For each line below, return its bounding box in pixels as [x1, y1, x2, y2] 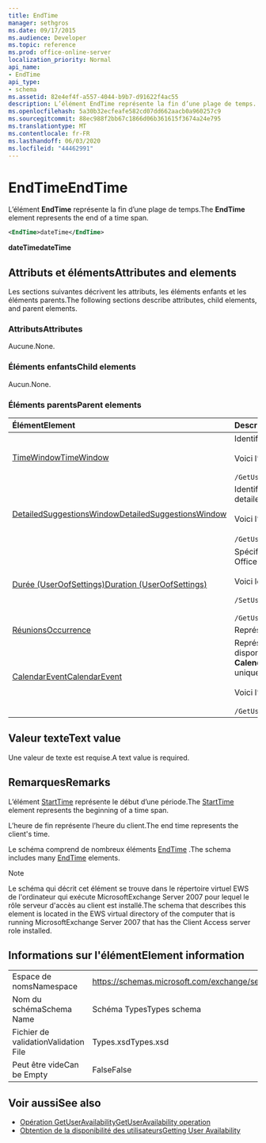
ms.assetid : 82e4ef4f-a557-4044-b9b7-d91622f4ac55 [8, 93, 179, 101]
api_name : [8, 63, 41, 71]
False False [92, 1064, 132, 1076]
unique [234, 667, 260, 678]
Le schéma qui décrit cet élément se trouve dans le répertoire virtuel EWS [8, 884, 249, 893]
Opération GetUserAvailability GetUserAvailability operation [19, 1118, 211, 1127]
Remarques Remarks [8, 776, 111, 789]
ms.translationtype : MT [8, 122, 87, 130]
